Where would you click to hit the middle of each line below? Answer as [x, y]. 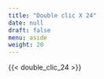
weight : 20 [26, 45]
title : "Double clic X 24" [52, 15]
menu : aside [28, 38]
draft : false [30, 30]
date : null [26, 23]
